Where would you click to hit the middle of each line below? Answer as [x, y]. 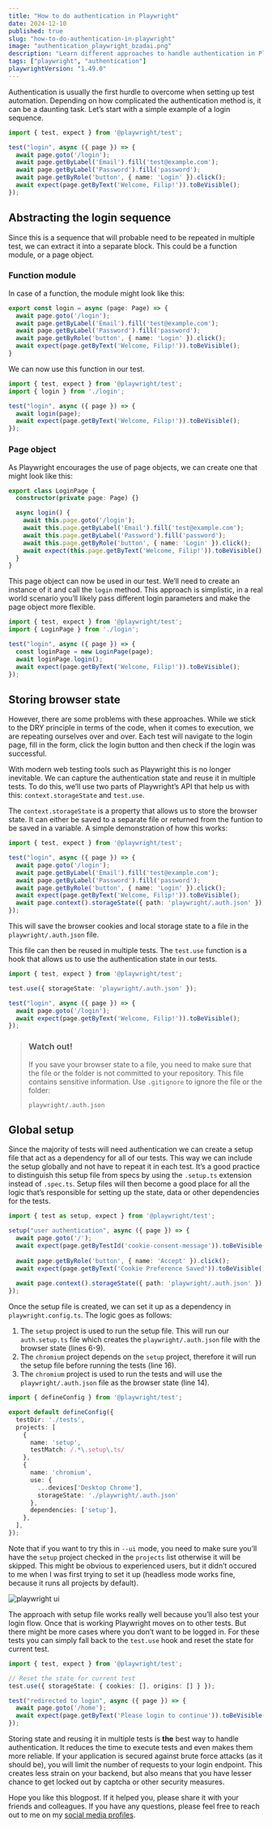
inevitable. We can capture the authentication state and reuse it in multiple [132, 778]
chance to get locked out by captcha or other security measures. [117, 1782]
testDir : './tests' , [50, 1420]
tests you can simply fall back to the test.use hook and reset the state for [131, 1640]
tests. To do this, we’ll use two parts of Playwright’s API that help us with [129, 787]
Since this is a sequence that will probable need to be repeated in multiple [132, 237]
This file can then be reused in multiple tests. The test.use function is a [127, 951]
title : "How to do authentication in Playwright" [94, 16]
